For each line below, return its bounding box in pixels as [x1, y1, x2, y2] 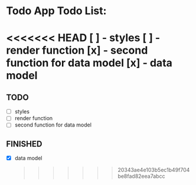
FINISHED [6, 139, 43, 149]
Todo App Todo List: [6, 4, 107, 18]
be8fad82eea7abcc [117, 173, 165, 180]
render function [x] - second [6, 44, 148, 57]
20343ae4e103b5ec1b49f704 [117, 167, 190, 174]
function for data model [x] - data [6, 56, 173, 70]
